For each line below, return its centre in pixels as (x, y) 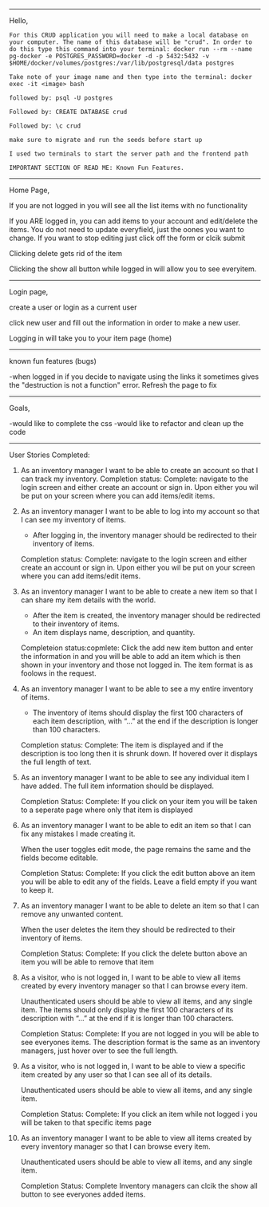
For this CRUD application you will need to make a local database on (129, 35)
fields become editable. (59, 858)
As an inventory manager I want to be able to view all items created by (136, 1138)
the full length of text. (56, 762)
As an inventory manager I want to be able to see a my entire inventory (137, 688)
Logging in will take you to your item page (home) (91, 338)
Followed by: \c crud (45, 126)
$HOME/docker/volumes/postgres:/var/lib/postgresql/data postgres (122, 63)
